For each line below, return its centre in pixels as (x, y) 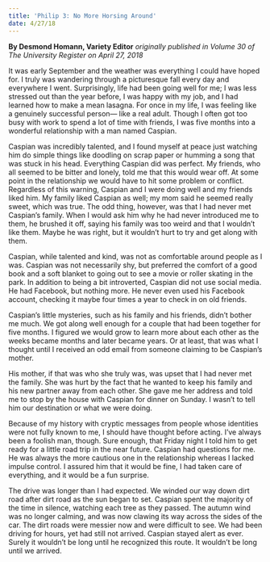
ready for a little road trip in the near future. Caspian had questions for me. (132, 449)
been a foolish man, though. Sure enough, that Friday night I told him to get (133, 440)
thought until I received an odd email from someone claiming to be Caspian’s (135, 349)
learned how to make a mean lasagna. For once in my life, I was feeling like (133, 105)
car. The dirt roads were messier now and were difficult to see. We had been (135, 525)
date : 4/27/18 (32, 23)
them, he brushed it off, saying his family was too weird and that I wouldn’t (132, 224)
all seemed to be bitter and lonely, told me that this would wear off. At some (134, 172)
